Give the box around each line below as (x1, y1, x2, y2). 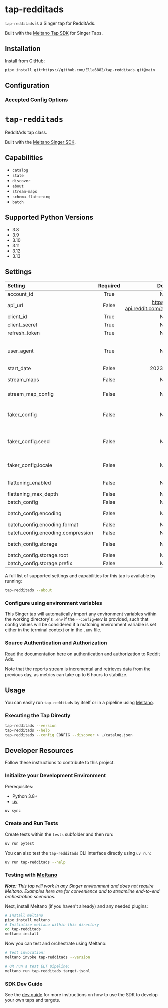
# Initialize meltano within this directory (5, 922, 99, 927)
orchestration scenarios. (5, 893, 56, 899)
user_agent (7, 347, 34, 354)
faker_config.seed (7, 438, 50, 445)
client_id (7, 313, 27, 320)
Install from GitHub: (5, 58, 45, 64)
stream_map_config (7, 391, 54, 398)
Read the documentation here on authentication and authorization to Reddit (5, 651, 160, 657)
